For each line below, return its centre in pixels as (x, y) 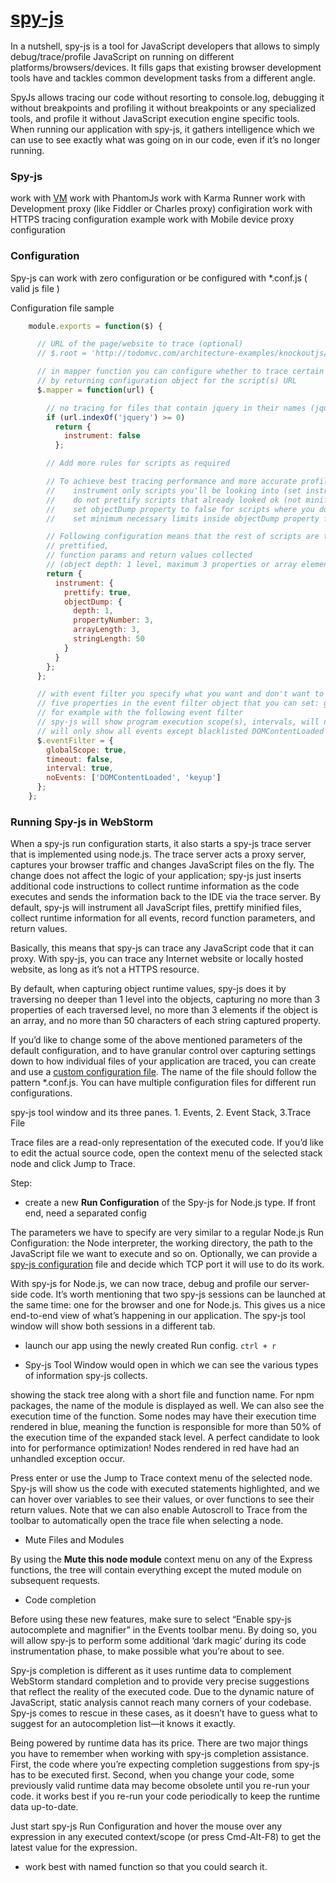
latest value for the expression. (74, 1848)
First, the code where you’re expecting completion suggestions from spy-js (165, 1764)
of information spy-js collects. (86, 1376)
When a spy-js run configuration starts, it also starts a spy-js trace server (161, 844)
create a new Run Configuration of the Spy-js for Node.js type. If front (170, 1203)
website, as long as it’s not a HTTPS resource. (105, 969)
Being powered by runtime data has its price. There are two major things (159, 1743)
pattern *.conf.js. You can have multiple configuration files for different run (163, 1083)
